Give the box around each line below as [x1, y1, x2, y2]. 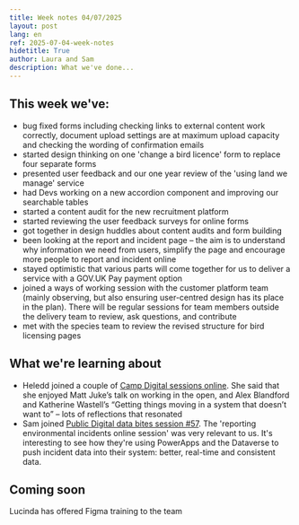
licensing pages [22, 329, 82, 341]
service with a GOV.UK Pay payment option [22, 273, 182, 284]
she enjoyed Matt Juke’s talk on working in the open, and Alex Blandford [22, 389, 290, 400]
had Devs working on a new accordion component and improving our [22, 187, 279, 197]
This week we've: [9, 96, 110, 112]
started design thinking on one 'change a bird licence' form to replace [22, 149, 281, 160]
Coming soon [9, 482, 86, 497]
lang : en [9, 30, 42, 39]
